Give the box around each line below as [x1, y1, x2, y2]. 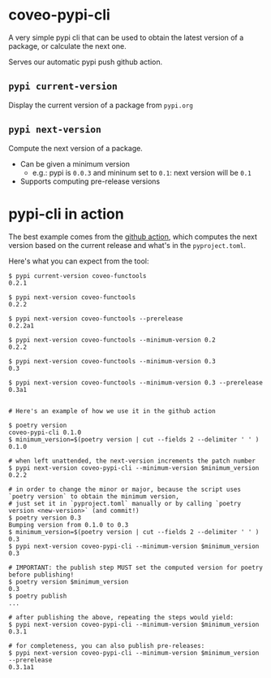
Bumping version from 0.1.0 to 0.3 [8, 520, 129, 529]
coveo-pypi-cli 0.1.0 [8, 428, 82, 437]
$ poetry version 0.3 [8, 514, 82, 522]
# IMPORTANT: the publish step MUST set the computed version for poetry [8, 563, 264, 572]
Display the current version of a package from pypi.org [8, 100, 193, 110]
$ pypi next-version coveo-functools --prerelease [8, 315, 183, 323]
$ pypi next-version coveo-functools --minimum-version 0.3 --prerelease [8, 378, 264, 387]
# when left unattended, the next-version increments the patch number [8, 457, 256, 465]
